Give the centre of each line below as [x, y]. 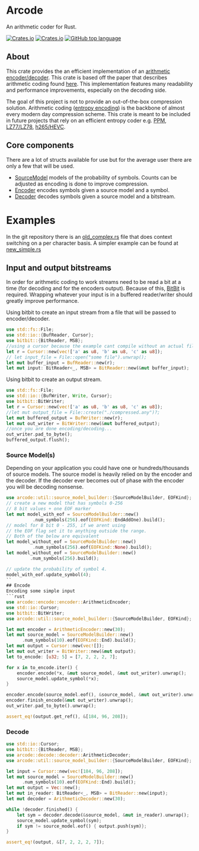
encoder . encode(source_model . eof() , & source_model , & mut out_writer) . [95, 695]
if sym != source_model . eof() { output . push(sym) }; [82, 826]
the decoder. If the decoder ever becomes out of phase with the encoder [95, 481]
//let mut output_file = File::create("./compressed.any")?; [83, 412]
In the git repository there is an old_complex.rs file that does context [89, 236]
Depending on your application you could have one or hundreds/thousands [98, 468]
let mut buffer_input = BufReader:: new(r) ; [61, 363]
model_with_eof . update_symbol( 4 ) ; [49, 575]
